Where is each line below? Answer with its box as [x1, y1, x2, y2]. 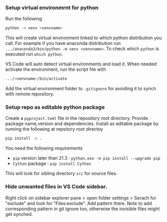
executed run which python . [5, 51, 63, 57]
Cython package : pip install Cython [12, 160, 91, 167]
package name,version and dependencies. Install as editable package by [5, 120, 159, 127]
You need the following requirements [5, 145, 83, 152]
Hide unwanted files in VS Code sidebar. [5, 183, 107, 190]
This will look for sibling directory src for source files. [5, 170, 117, 177]
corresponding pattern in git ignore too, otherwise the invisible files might [5, 206, 160, 212]
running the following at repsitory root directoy [5, 126, 103, 132]
